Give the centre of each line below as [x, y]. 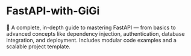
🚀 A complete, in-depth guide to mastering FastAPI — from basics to [91, 27]
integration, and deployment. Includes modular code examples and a [91, 40]
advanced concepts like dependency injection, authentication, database [95, 33]
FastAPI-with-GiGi [53, 11]
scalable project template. [39, 46]
